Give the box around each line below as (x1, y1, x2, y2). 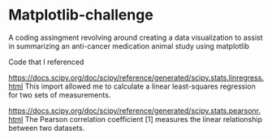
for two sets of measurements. (8, 89, 111, 99)
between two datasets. (8, 123, 85, 132)
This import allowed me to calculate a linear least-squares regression (24, 81, 256, 91)
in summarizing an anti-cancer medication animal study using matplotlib (8, 41, 250, 50)
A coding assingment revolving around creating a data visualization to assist (8, 33, 263, 42)
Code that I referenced (8, 57, 84, 67)
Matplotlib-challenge (8, 6, 154, 24)
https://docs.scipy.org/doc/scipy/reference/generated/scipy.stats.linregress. (8, 72, 264, 82)
